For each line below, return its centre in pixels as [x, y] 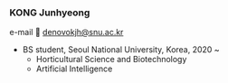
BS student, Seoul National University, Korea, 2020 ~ [121, 50]
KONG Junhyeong [50, 13]
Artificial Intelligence [74, 69]
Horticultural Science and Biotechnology [111, 60]
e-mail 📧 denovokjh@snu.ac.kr [66, 32]
